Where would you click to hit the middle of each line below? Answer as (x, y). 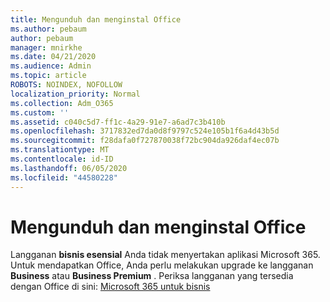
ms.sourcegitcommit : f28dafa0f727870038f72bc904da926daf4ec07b (145, 141)
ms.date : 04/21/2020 (53, 57)
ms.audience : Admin (51, 66)
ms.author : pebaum (48, 29)
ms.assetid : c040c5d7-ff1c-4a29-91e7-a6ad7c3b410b (118, 122)
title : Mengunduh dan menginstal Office (96, 19)
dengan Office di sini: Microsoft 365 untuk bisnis (110, 287)
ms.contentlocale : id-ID (62, 159)
